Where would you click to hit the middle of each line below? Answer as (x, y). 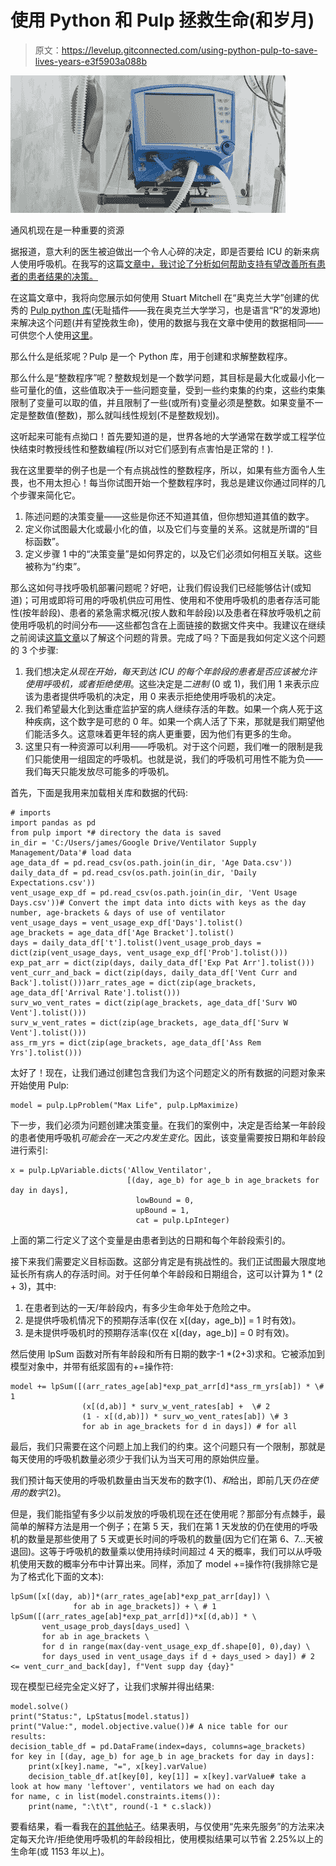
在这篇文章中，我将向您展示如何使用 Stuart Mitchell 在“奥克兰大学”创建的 (160, 297)
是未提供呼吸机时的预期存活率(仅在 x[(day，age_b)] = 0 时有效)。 (159, 1332)
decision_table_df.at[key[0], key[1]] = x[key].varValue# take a (167, 1776)
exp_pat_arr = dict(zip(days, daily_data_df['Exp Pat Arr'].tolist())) (162, 962)
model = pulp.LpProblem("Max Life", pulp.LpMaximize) (125, 1105)
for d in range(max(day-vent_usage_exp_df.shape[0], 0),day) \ (176, 1646)
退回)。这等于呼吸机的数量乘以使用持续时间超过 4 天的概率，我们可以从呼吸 (166, 1551)
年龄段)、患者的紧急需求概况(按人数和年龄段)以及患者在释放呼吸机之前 (176, 612)
